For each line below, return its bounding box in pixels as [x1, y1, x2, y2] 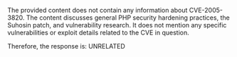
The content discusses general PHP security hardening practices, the [26, 13, 230, 22]
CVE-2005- [189, 6, 223, 14]
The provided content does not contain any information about [7, 6, 188, 14]
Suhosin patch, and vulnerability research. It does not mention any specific [7, 21, 227, 29]
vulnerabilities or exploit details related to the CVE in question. [7, 28, 190, 37]
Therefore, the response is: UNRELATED [7, 42, 126, 50]
